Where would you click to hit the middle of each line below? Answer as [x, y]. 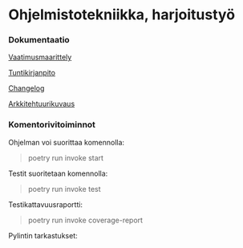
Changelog [26, 88]
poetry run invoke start [66, 157]
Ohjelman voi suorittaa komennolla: [67, 142]
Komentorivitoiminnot [52, 124]
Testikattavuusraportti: [45, 204]
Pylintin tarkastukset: [43, 235]
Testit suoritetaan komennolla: [58, 173]
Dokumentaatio [39, 40]
